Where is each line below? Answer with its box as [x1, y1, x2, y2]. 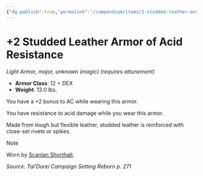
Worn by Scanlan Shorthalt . [6, 151, 75, 158]
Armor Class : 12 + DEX [14, 79, 73, 86]
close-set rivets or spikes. [6, 128, 71, 135]
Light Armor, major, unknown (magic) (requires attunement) [6, 68, 155, 75]
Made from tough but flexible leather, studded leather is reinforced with [6, 121, 184, 128]
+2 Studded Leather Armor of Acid [6, 34, 183, 48]
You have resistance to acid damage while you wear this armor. [6, 109, 164, 117]
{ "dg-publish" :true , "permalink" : [6, 8, 91, 15]
